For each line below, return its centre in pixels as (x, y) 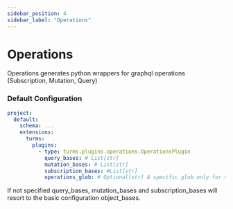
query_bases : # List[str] (81, 158)
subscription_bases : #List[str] (91, 171)
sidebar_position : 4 (37, 13)
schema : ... (37, 126)
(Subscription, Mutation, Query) (52, 81)
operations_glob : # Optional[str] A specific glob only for (133, 177)
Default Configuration (45, 99)
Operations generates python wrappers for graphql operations (96, 73)
